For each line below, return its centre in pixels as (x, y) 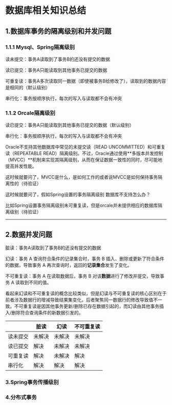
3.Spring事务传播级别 (32, 382)
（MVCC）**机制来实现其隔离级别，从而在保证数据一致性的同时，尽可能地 (84, 160)
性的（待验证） (25, 183)
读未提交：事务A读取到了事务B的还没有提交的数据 (58, 59)
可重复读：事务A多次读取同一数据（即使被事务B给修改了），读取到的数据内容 (86, 81)
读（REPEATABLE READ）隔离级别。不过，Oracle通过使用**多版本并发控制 (84, 153)
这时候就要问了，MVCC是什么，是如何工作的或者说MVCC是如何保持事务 (82, 177)
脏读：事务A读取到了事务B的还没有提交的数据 (53, 248)
